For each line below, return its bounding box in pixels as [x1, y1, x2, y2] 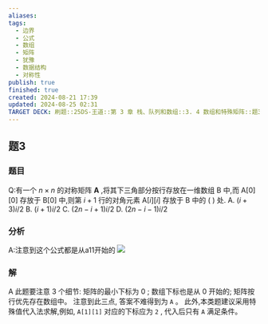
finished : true [8, 85, 59, 94]
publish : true [8, 78, 56, 86]
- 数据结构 [15, 64, 47, 72]
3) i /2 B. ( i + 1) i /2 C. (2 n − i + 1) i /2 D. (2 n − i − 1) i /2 [8, 204, 168, 214]
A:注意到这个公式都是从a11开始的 [8, 245, 116, 255]
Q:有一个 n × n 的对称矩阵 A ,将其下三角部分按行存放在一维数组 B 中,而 [8, 185, 239, 195]
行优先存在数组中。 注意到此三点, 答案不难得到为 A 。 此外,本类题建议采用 [8, 297, 250, 306]
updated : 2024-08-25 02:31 [8, 101, 98, 109]
